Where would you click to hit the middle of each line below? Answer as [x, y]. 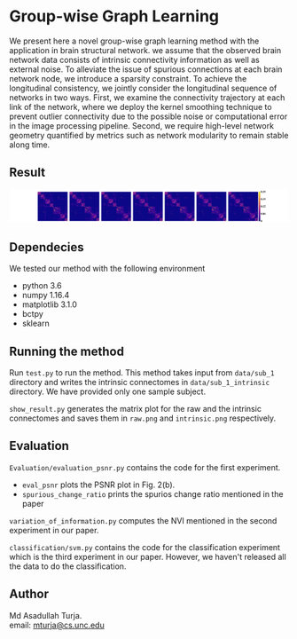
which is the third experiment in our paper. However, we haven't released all [148, 556]
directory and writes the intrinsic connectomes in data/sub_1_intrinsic [140, 382]
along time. [30, 145]
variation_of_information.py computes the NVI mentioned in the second [143, 520]
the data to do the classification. [68, 566]
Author [29, 594]
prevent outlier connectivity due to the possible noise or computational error [148, 116]
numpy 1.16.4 [46, 296]
